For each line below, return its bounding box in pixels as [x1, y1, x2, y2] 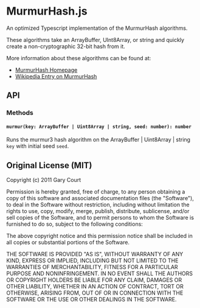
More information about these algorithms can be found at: [6, 54, 151, 61]
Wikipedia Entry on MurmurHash [15, 72, 97, 80]
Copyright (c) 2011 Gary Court [6, 177, 81, 184]
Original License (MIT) [6, 160, 92, 170]
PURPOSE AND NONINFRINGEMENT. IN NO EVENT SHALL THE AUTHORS [6, 270, 193, 278]
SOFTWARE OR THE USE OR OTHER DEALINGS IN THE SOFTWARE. [6, 296, 177, 303]
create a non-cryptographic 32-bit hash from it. [6, 43, 126, 50]
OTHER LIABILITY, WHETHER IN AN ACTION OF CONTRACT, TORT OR [6, 283, 184, 290]
